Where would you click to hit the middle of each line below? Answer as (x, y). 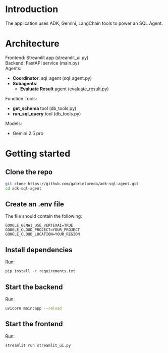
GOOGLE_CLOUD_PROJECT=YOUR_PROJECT (43, 230)
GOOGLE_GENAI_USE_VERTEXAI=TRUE (39, 225)
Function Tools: (21, 98)
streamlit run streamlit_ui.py (38, 345)
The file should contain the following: (44, 216)
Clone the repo (29, 172)
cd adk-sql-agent (23, 188)
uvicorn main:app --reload (34, 308)
